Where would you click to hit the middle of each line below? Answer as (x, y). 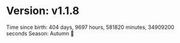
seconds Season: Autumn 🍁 (40, 33)
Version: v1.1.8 (43, 11)
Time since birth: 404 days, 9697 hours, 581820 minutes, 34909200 (90, 27)
